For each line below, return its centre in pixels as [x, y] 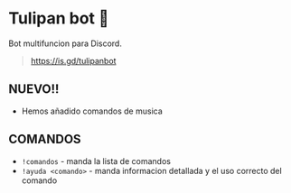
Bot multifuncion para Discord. [66, 43]
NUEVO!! [34, 89]
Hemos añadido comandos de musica [92, 111]
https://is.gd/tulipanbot [73, 60]
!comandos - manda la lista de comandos [96, 161]
